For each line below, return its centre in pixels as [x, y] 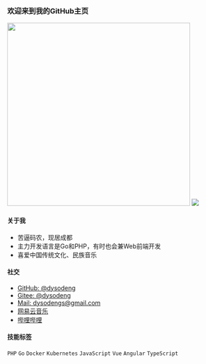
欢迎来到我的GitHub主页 [48, 10]
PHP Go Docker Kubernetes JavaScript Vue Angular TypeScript [93, 354]
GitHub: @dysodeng [46, 288]
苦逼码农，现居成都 [45, 237]
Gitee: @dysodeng [44, 295]
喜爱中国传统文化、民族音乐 [57, 255]
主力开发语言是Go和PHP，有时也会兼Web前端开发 [89, 246]
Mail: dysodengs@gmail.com [59, 303]
